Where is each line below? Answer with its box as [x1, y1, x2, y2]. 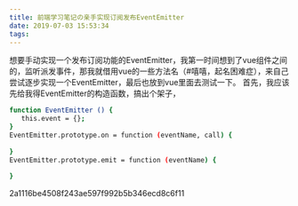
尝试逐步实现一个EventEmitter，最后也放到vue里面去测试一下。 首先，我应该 [9, 77, 290, 88]
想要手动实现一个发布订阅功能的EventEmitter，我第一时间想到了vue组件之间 [9, 55, 287, 66]
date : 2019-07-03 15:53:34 [9, 21, 109, 30]
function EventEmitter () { [9, 106, 114, 115]
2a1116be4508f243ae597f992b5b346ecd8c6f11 [9, 188, 185, 199]
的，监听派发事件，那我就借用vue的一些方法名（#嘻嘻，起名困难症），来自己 [9, 66, 289, 76]
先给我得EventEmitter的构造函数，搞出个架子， [9, 88, 181, 99]
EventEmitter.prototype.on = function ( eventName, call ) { [9, 131, 233, 139]
